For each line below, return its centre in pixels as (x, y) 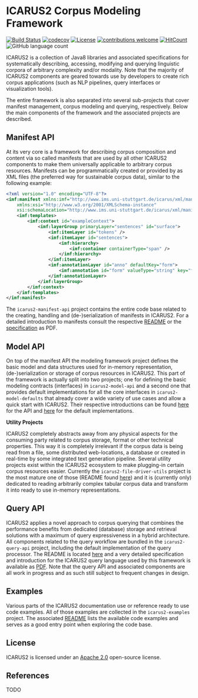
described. (19, 118)
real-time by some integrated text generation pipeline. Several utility (89, 459)
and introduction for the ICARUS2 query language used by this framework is (98, 560)
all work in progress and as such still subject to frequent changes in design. (98, 572)
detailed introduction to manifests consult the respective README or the (94, 322)
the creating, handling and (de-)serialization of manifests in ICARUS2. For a (98, 315)
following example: (29, 183)
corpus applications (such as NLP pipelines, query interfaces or (83, 82)
